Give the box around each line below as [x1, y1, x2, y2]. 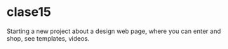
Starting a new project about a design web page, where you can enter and [6, 27, 222, 35]
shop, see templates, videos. [6, 34, 90, 42]
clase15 [6, 4, 52, 20]
